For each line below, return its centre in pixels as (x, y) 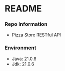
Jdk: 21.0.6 (23, 64)
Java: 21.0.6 (24, 59)
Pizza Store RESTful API (36, 35)
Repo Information (26, 24)
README (23, 9)
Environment (21, 48)
